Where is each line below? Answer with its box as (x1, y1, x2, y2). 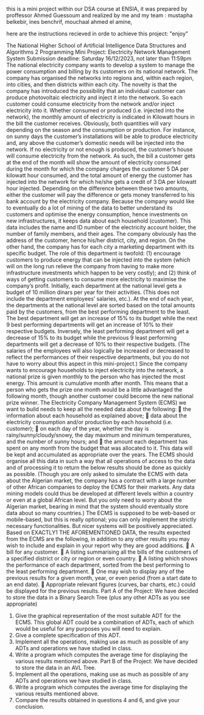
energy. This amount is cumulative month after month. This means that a (6, 380, 188, 387)
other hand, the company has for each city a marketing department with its (6, 243, 195, 250)
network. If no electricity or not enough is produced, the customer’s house (6, 146, 193, 153)
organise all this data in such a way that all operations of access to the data (6, 458, 195, 464)
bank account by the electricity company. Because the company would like (6, 198, 195, 205)
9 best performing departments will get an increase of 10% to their (6, 321, 174, 328)
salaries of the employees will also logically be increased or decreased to (6, 347, 190, 354)
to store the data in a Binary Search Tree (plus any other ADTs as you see (6, 594, 191, 601)
